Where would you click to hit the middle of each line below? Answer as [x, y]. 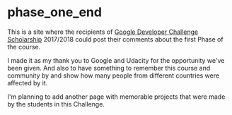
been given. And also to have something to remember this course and [109, 68]
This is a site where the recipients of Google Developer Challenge [103, 32]
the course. [24, 47]
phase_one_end [55, 12]
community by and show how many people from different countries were [114, 75]
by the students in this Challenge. [56, 104]
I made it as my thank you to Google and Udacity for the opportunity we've [116, 60]
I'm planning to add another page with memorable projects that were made [116, 97]
